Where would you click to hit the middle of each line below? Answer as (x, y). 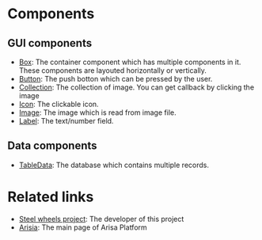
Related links (51, 197)
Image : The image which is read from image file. (97, 112)
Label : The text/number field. (66, 121)
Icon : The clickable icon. (59, 104)
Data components (52, 146)
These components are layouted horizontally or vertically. (113, 70)
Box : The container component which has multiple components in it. (130, 62)
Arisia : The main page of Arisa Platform (83, 227)
